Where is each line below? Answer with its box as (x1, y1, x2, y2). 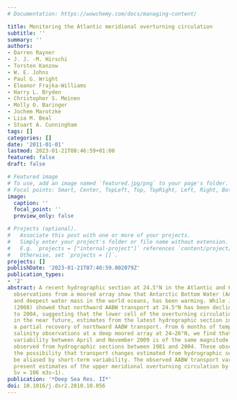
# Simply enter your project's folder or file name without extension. (7, 238, 229, 245)
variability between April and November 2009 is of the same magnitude (13, 337, 229, 344)
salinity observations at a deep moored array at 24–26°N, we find (13, 330, 217, 337)
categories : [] (7, 135, 52, 142)
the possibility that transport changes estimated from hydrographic (13, 349, 222, 356)
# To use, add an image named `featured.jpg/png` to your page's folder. (7, 180, 229, 187)
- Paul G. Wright (7, 75, 59, 82)
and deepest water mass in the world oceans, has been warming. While (13, 297, 226, 304)
